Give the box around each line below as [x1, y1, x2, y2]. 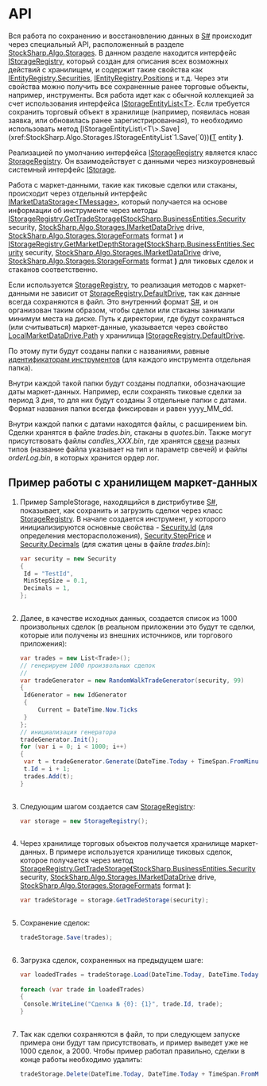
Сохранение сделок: [19, 918, 90, 927]
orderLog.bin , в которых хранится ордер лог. [8, 452, 160, 462]
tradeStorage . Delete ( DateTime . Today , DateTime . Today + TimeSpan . [19, 1070, 241, 1078]
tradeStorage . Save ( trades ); [19, 933, 113, 941]
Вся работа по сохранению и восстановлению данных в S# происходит [8, 31, 253, 41]
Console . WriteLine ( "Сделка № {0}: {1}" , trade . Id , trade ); [23, 1000, 223, 1008]
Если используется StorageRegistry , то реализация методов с [8, 280, 218, 289]
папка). [8, 363, 33, 372]
